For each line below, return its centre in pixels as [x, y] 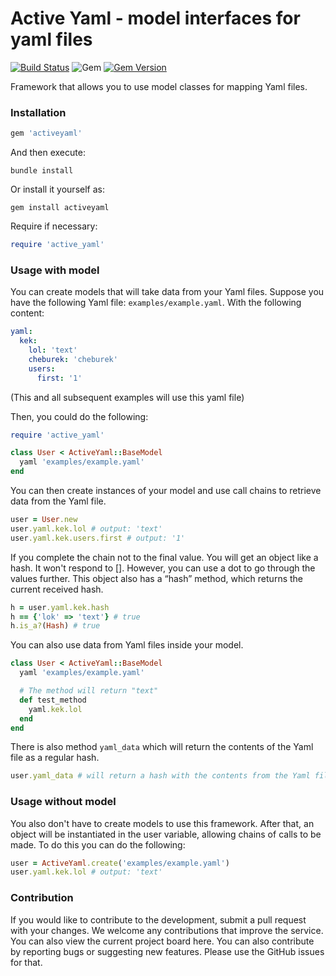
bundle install [42, 171]
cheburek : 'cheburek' [73, 359]
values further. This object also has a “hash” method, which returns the [156, 578]
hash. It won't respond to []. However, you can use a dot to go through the [163, 568]
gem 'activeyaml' [46, 133]
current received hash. [57, 589]
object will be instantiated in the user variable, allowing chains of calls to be [166, 834]
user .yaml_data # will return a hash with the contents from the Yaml [160, 776]
